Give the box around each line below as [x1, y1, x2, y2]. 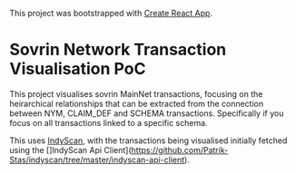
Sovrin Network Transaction [9, 40, 227, 60]
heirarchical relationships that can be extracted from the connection [9, 98, 264, 109]
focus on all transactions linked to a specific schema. [9, 117, 208, 128]
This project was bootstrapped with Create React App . [9, 8, 213, 18]
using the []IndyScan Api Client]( [9, 144, 132, 155]
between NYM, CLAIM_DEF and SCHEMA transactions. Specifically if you [9, 108, 284, 119]
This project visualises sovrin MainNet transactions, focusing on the [9, 88, 263, 99]
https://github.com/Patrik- [131, 144, 229, 155]
